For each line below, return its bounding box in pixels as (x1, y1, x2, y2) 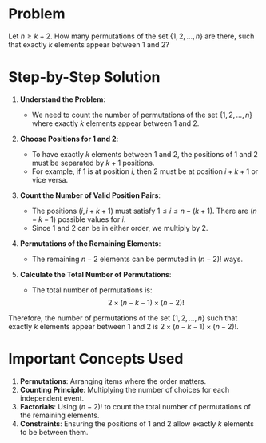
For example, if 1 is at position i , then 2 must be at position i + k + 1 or (31, 166, 259, 176)
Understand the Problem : (19, 94, 105, 104)
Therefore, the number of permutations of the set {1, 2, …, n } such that (8, 313, 238, 323)
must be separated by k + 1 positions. (31, 158, 155, 167)
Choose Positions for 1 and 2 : (19, 134, 119, 143)
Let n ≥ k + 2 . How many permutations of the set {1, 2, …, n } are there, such (8, 31, 255, 41)
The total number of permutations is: (31, 285, 153, 295)
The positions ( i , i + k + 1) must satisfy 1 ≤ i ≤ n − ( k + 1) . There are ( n (31, 206, 257, 215)
